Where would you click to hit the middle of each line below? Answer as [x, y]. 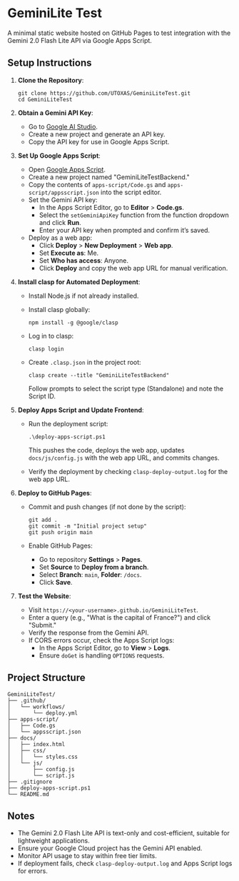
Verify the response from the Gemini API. [88, 633]
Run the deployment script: [68, 423]
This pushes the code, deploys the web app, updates [106, 450]
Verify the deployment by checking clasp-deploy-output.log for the [128, 471]
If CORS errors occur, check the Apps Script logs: [101, 640]
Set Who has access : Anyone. [83, 260]
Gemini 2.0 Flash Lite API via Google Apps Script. [80, 40]
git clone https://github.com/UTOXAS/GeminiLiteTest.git [104, 93]
